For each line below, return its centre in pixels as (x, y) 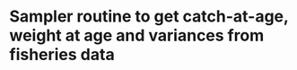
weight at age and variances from (137, 35)
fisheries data (62, 55)
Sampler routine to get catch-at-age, (149, 17)
